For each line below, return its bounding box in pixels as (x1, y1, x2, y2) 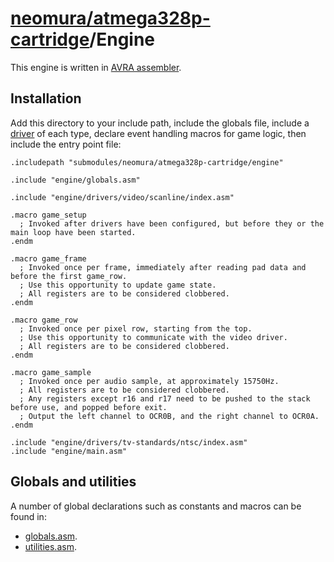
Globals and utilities (10, 473, 137, 491)
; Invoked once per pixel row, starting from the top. (19, 323, 253, 334)
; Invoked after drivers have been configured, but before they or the (19, 218, 325, 229)
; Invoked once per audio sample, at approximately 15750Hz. (19, 376, 280, 386)
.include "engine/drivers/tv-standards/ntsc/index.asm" (10, 437, 248, 447)
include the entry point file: (10, 138, 122, 150)
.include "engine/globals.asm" (10, 175, 141, 185)
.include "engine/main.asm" (10, 446, 128, 456)
